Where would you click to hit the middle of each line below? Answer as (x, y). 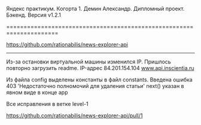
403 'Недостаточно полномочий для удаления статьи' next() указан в (95, 86)
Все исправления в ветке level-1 (47, 104)
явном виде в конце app (37, 92)
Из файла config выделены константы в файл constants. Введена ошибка (99, 80)
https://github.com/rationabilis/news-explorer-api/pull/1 (74, 115)
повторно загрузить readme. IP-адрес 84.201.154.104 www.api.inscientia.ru (100, 68)
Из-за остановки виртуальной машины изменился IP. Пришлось (89, 62)
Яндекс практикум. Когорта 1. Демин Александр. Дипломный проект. (95, 9)
